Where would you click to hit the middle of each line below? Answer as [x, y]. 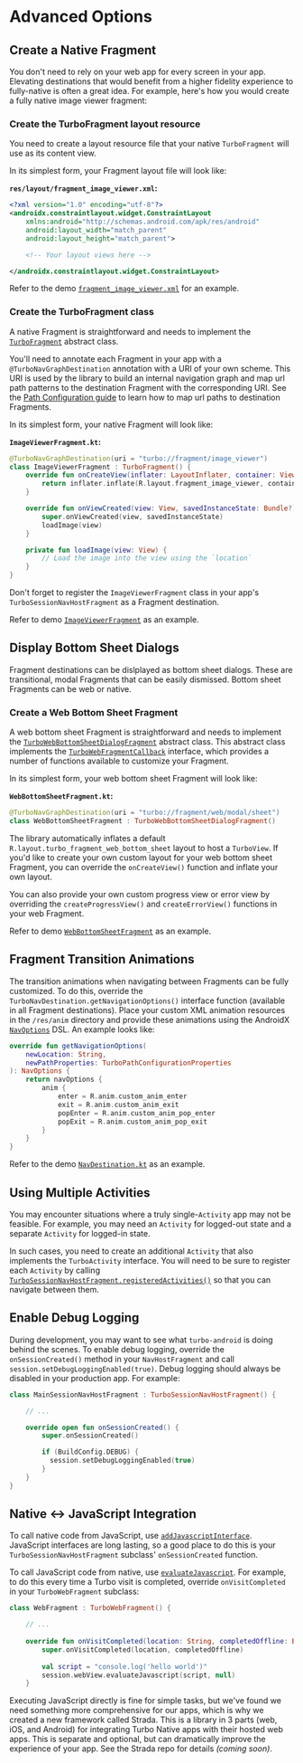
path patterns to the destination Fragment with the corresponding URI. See [148, 387]
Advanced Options [81, 17]
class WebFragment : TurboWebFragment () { [90, 1608]
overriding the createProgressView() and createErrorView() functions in [143, 904]
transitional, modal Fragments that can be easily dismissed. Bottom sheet [145, 679]
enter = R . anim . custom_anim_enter [122, 1096]
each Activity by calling [55, 1270]
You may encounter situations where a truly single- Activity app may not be [150, 1214]
